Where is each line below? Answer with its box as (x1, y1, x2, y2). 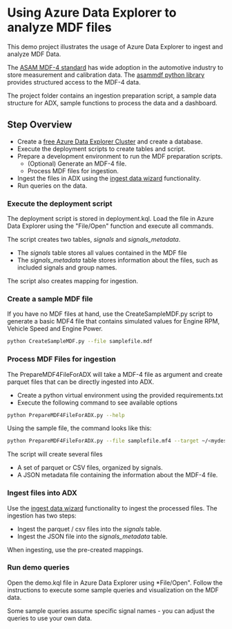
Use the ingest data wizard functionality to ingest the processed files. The (7, 504, 217, 512)
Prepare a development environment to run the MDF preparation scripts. (17, 152, 223, 160)
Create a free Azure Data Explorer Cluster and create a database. (17, 137, 203, 145)
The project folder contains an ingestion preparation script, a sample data (7, 91, 217, 100)
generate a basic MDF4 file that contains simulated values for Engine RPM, (7, 317, 220, 326)
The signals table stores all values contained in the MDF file (17, 249, 188, 257)
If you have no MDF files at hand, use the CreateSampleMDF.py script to (7, 310, 213, 318)
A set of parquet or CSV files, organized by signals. (17, 463, 164, 472)
